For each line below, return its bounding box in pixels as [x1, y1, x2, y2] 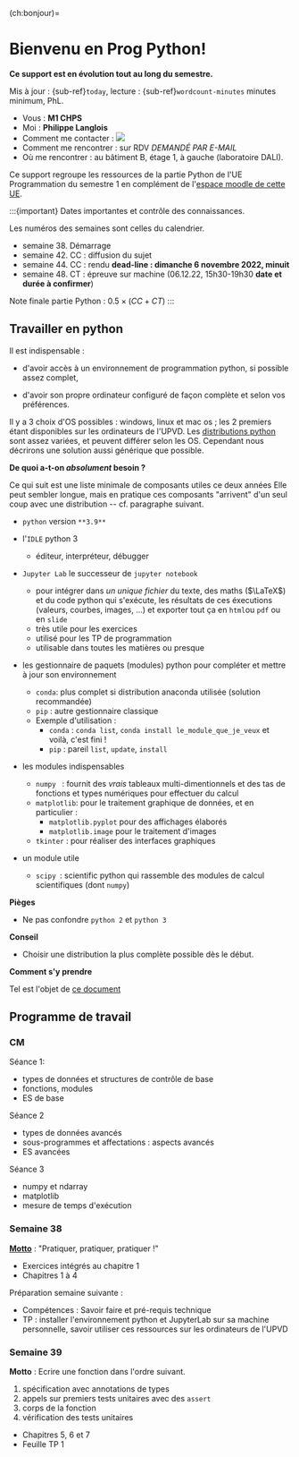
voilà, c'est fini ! [48, 734, 107, 745]
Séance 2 [9, 1110, 45, 1121]
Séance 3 [9, 1163, 45, 1175]
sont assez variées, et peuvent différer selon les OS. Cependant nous [9, 435, 265, 446]
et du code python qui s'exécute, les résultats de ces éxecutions [35, 594, 273, 605]
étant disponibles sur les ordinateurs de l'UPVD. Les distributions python [9, 425, 277, 437]
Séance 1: [9, 1056, 46, 1068]
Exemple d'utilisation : [35, 715, 117, 726]
